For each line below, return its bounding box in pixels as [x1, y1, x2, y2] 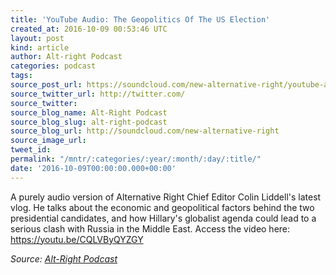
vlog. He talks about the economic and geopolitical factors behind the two [10, 201, 315, 213]
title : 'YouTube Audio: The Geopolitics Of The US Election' [10, 14, 271, 25]
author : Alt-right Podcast [10, 52, 123, 62]
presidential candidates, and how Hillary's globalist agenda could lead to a [10, 212, 317, 224]
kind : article [10, 42, 70, 53]
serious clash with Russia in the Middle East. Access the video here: [10, 222, 291, 235]
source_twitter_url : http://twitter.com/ [10, 89, 186, 99]
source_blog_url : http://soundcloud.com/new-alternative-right [10, 126, 280, 136]
